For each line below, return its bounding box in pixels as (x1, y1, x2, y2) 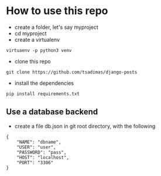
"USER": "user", (16, 144, 57, 150)
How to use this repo (6, 4, 108, 18)
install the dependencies (14, 79, 74, 87)
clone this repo (14, 58, 51, 65)
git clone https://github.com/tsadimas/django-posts (6, 69, 138, 75)
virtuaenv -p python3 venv (6, 47, 72, 54)
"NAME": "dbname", (16, 139, 61, 145)
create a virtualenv (14, 36, 60, 43)
